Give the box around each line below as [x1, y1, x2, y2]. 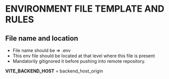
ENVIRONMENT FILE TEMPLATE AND [5, 3, 164, 15]
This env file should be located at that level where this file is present [12, 53, 155, 59]
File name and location [5, 34, 79, 43]
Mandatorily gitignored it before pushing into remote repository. [12, 58, 146, 64]
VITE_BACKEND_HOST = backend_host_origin [5, 68, 103, 74]
